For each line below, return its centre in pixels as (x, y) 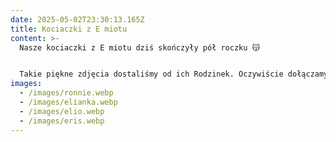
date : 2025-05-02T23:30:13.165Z (77, 19)
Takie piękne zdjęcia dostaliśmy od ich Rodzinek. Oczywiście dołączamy (174, 74)
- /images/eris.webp (62, 121)
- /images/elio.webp (62, 111)
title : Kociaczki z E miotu (69, 29)
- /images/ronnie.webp (66, 93)
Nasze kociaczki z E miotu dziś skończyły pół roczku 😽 (139, 47)
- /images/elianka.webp (68, 102)
